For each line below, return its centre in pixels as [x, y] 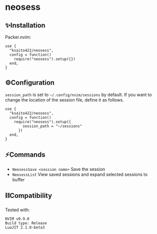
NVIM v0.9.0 [17, 219]
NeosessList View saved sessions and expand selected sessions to [80, 174]
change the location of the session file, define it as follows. [65, 100]
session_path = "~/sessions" [52, 126]
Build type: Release [26, 223]
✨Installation [25, 25]
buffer [18, 179]
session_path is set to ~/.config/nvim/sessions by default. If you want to [78, 95]
